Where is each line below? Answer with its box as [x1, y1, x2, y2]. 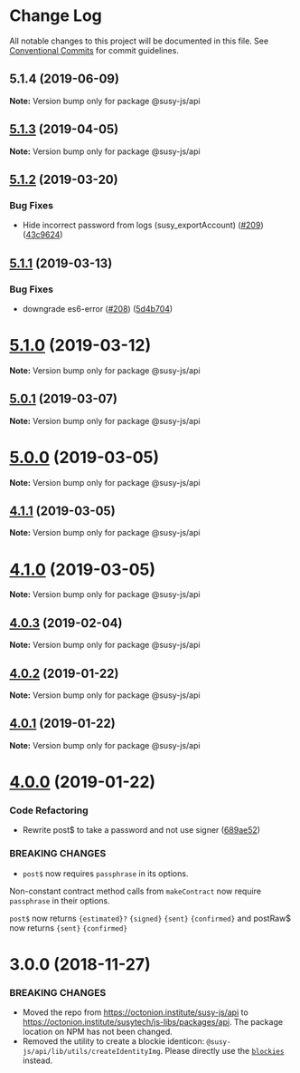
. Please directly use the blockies [160, 1046, 285, 1057]
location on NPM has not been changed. [22, 1026, 173, 1038]
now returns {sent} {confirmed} [9, 922, 128, 933]
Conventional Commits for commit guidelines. [9, 44, 179, 55]
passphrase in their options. [9, 894, 110, 906]
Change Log [9, 5, 102, 26]
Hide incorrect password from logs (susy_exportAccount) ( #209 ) [22, 219, 264, 231]
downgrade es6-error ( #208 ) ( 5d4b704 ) [22, 303, 173, 314]
